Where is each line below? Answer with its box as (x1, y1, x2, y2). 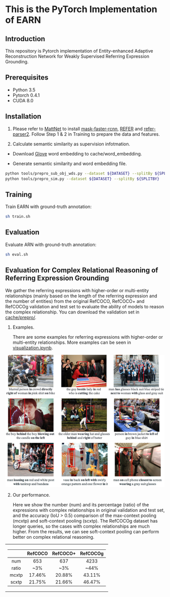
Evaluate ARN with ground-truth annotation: (5, 242, 97, 248)
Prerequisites (5, 73, 49, 82)
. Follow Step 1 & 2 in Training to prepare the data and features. (29, 131, 160, 137)
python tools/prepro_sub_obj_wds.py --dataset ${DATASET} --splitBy (5, 171, 153, 176)
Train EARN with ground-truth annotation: (5, 204, 92, 210)
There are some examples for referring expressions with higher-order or (12, 334, 163, 340)
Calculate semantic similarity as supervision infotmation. (12, 141, 131, 147)
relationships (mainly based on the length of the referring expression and (5, 293, 158, 299)
